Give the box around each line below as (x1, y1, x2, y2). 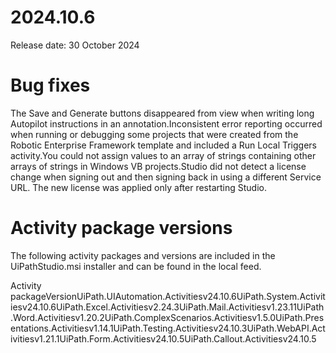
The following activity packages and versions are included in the (10, 249, 276, 261)
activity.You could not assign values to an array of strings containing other (10, 149, 317, 161)
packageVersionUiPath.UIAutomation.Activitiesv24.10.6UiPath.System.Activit (10, 290, 326, 302)
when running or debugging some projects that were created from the (10, 128, 299, 140)
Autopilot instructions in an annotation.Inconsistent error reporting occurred (10, 117, 323, 130)
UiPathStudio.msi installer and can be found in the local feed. (10, 260, 262, 272)
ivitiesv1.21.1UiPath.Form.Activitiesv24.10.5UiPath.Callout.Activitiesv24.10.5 (10, 332, 317, 345)
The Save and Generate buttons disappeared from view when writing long (10, 107, 315, 119)
